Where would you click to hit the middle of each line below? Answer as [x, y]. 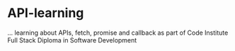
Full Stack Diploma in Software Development [72, 40]
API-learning [46, 13]
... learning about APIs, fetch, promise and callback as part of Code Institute [118, 33]
